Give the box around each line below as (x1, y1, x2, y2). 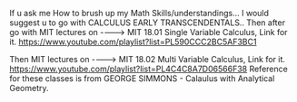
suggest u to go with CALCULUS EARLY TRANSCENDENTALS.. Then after (9, 17, 286, 28)
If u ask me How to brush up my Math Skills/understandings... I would (9, 8, 270, 18)
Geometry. (9, 83, 49, 93)
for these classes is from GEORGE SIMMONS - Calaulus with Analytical (9, 73, 275, 84)
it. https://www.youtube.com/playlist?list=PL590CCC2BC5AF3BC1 (9, 36, 257, 47)
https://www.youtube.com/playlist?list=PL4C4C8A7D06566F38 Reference (9, 63, 288, 74)
